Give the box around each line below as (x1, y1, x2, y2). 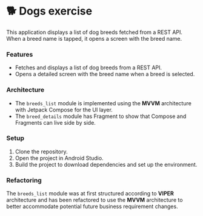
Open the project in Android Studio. (15, 154, 104, 161)
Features (6, 50, 33, 58)
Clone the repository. (15, 148, 68, 155)
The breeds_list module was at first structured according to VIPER (6, 190, 174, 197)
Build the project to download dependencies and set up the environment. (15, 161, 198, 168)
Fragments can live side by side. (15, 119, 96, 126)
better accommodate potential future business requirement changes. (6, 203, 178, 210)
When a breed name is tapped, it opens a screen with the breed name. (6, 35, 182, 42)
